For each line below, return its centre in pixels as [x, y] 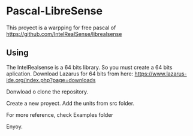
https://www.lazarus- [161, 74]
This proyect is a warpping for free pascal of [61, 28]
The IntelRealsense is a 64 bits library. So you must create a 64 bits [89, 67]
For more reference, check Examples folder [60, 114]
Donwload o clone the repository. [47, 92]
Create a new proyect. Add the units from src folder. [70, 103]
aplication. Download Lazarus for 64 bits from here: [70, 74]
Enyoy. [14, 126]
